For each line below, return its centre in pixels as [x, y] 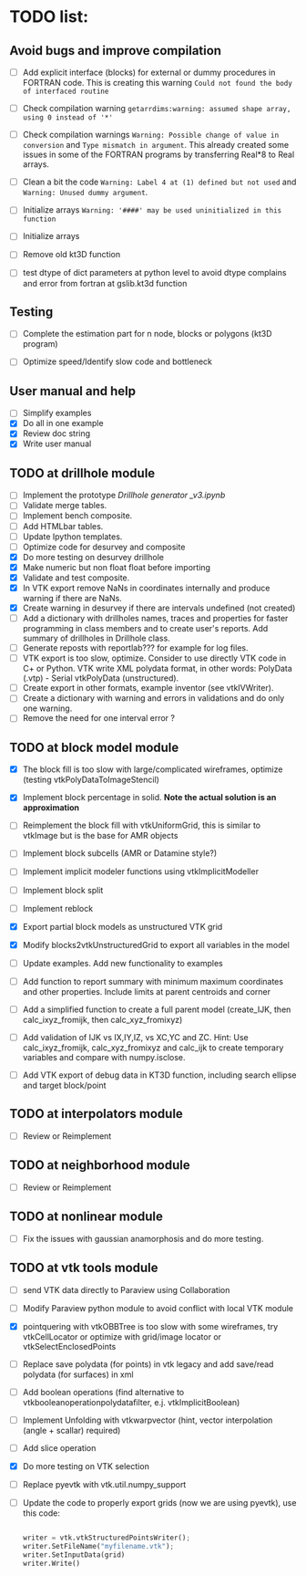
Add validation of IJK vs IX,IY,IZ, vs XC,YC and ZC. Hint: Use [135, 1037]
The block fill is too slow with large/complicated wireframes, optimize [153, 769]
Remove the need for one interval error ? [99, 718]
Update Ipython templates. [72, 537]
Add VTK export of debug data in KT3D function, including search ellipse [159, 1075]
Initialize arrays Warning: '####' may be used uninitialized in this [152, 210]
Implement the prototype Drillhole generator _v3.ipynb [124, 496]
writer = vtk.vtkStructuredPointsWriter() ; [107, 1538]
